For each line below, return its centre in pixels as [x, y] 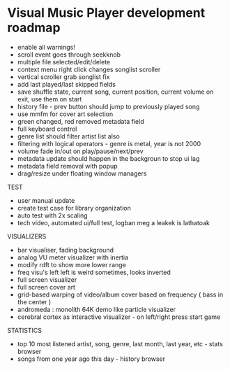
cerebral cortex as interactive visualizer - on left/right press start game [119, 317]
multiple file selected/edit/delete [63, 62]
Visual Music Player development [106, 13]
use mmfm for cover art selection [65, 114]
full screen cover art [46, 287]
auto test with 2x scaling [53, 215]
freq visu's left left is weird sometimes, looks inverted [94, 272]
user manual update [46, 200]
